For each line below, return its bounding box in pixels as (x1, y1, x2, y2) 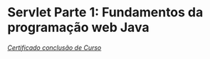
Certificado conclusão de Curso (7, 43, 102, 52)
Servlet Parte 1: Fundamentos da (7, 4, 204, 21)
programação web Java (7, 19, 149, 36)
